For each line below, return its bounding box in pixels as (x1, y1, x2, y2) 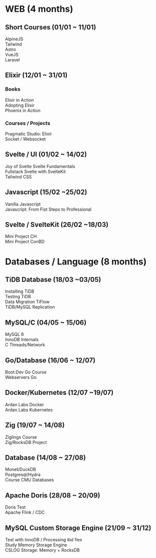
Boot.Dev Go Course (5, 369, 47, 375)
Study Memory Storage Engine (5, 542, 67, 548)
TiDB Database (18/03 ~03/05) (5, 276, 102, 283)
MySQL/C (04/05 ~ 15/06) (5, 318, 87, 327)
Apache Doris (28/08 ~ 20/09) (5, 491, 101, 500)
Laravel (5, 57, 20, 62)
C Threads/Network (5, 342, 45, 348)
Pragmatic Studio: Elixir (5, 131, 52, 137)
